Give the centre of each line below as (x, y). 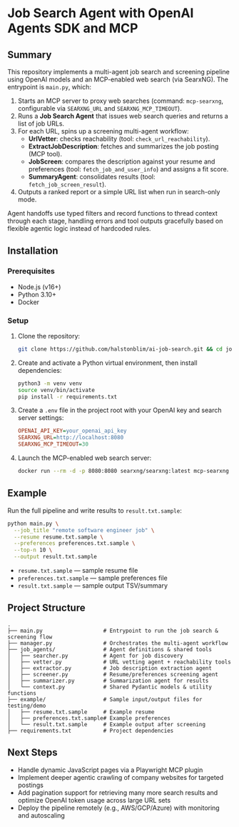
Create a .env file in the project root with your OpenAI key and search (119, 410)
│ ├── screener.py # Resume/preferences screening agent (113, 674)
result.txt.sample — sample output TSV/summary (93, 586)
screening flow (30, 637)
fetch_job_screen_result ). (67, 184)
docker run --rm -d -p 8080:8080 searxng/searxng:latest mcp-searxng (123, 471)
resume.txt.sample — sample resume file (78, 571)
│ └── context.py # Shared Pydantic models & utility (110, 687)
